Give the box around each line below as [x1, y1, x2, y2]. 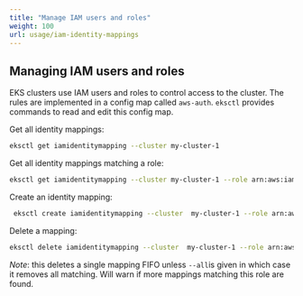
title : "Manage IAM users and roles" [9, 13, 151, 23]
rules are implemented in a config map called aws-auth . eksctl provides [9, 97, 275, 108]
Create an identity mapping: [9, 191, 113, 202]
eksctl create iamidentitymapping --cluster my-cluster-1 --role [13, 208, 269, 217]
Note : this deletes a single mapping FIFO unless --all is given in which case [9, 259, 291, 270]
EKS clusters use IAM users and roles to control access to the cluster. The [9, 88, 284, 98]
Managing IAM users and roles [9, 63, 185, 79]
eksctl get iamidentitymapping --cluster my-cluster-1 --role [9, 175, 248, 185]
